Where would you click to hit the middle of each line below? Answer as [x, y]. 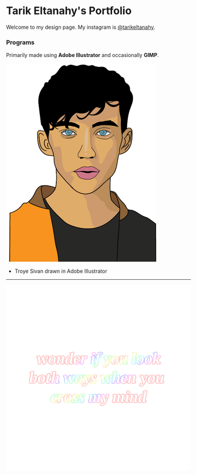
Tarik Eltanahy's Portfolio [69, 11]
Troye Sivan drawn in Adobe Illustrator [61, 271]
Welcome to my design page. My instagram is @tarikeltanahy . [81, 27]
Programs [21, 42]
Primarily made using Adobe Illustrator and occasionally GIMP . [83, 55]
